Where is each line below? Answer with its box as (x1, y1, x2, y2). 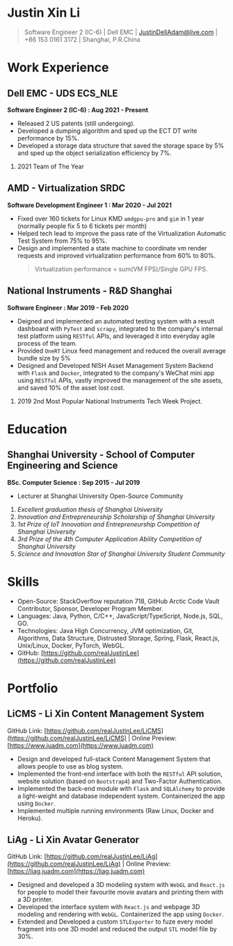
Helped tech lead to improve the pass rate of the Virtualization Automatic (17, 229, 227, 237)
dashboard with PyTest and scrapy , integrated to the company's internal (17, 324, 223, 332)
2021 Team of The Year (17, 162, 85, 170)
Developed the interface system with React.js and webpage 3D (17, 903, 200, 911)
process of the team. (17, 339, 78, 347)
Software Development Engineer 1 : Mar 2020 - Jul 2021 (7, 200, 172, 209)
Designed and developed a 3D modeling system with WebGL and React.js (17, 881, 225, 889)
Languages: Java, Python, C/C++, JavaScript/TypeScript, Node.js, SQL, (17, 611, 223, 620)
